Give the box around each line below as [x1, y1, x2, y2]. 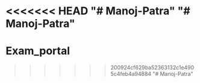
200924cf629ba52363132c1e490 [110, 64, 195, 71]
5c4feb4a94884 [110, 70, 152, 78]
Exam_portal [5, 44, 70, 58]
